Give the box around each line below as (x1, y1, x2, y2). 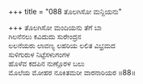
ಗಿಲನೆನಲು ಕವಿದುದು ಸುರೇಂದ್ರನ (8, 32, 82, 41)
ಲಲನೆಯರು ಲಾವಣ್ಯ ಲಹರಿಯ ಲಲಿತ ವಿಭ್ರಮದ (8, 41, 116, 50)
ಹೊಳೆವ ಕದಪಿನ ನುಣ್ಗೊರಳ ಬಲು (8, 59, 85, 68)
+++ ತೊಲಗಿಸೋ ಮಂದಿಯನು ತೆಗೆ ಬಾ (8, 23, 103, 32)
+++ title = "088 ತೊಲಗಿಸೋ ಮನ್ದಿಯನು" (8, 7, 123, 16)
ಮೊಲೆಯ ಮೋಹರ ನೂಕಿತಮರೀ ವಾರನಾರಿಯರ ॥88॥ (8, 68, 136, 77)
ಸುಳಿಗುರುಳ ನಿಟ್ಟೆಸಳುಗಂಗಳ (8, 50, 70, 59)
